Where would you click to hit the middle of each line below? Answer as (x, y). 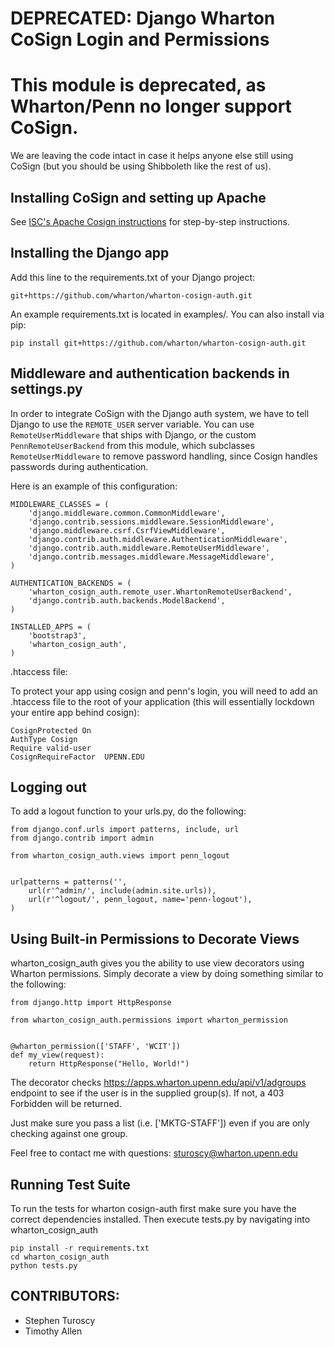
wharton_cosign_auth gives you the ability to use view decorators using (157, 963)
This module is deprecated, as (138, 85)
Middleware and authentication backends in (150, 373)
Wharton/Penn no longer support (151, 106)
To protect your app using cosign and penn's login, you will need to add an (164, 691)
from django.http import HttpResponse (91, 1003)
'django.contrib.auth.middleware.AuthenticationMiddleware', (158, 539)
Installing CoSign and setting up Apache (138, 197)
